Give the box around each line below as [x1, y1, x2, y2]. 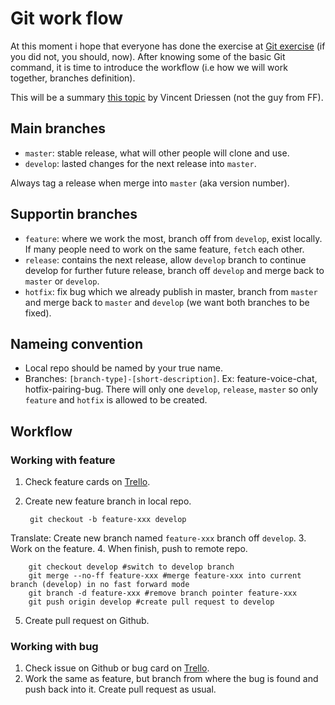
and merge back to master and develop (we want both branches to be [24, 296, 310, 308]
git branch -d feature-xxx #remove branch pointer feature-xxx [28, 588, 298, 599]
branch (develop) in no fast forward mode [10, 580, 190, 590]
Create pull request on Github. [24, 615, 150, 627]
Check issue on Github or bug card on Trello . [24, 662, 210, 674]
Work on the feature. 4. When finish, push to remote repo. [10, 543, 248, 555]
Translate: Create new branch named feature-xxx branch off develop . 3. [10, 532, 307, 544]
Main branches [10, 120, 106, 137]
